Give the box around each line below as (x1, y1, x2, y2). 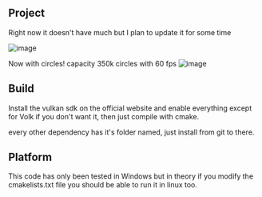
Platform (8, 151, 53, 164)
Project (8, 6, 46, 20)
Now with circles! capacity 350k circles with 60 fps (8, 58, 177, 68)
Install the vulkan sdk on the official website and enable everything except (8, 103, 252, 113)
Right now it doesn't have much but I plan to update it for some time (8, 27, 232, 37)
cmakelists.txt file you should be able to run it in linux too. (8, 180, 198, 190)
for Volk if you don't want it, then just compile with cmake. (8, 111, 200, 121)
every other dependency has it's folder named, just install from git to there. (8, 127, 255, 137)
